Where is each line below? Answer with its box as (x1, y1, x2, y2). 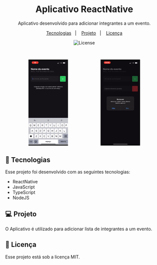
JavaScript (12, 184, 35, 190)
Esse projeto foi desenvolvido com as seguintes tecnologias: (5, 169, 130, 175)
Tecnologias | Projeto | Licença (46, 30, 123, 36)
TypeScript (12, 189, 36, 195)
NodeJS (12, 195, 30, 201)
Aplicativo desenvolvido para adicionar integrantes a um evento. (18, 20, 151, 26)
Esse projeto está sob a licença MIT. (5, 253, 80, 260)
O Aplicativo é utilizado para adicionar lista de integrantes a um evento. (5, 226, 152, 232)
